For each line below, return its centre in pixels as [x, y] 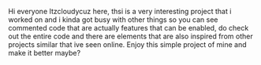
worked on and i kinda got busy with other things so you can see [113, 20]
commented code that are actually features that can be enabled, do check [129, 28]
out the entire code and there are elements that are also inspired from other [131, 36]
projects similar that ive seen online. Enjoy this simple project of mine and [127, 45]
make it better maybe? [45, 53]
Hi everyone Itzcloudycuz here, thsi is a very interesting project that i [120, 11]
